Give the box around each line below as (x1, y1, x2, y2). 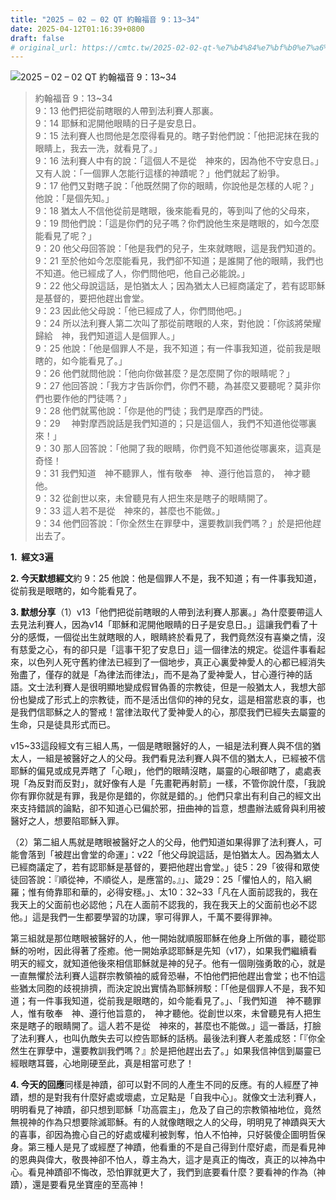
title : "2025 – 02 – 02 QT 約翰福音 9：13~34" (10, 14, 200, 25)
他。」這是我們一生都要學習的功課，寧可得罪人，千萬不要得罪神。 (10, 911, 278, 923)
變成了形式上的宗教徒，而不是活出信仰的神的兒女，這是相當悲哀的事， (27, 694, 317, 706)
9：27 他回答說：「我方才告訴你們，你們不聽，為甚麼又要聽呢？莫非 (34, 380, 312, 392)
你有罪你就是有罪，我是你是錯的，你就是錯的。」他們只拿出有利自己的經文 (10, 790, 313, 802)
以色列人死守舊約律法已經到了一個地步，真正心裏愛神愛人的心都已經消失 (27, 656, 326, 668)
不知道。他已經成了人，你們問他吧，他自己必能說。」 (34, 267, 250, 280)
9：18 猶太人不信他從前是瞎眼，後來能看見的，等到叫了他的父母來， (34, 205, 315, 217)
